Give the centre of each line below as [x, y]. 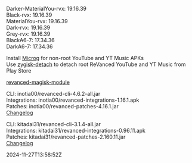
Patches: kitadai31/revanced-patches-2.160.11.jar [66, 137]
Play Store [19, 70]
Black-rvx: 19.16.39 [29, 15]
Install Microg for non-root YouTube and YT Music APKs [75, 58]
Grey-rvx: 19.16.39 [28, 34]
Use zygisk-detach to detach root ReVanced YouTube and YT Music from [96, 64]
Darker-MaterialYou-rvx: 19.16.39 [46, 9]
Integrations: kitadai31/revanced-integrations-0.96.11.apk [76, 131]
